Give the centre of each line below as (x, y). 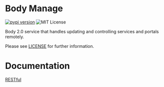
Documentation (38, 66)
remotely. (15, 37)
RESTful (13, 79)
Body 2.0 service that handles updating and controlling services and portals (82, 31)
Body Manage (34, 9)
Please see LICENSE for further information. (50, 46)
